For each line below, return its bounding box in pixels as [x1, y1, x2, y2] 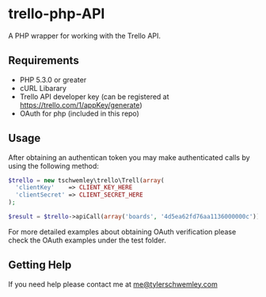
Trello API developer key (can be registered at [19, 92, 169, 101]
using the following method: [8, 161, 99, 170]
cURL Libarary [19, 83, 67, 93]
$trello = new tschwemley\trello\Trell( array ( [8, 176, 165, 185]
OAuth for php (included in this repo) [19, 109, 140, 118]
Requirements [8, 54, 79, 67]
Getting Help [8, 258, 72, 272]
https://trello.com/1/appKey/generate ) [19, 100, 142, 109]
